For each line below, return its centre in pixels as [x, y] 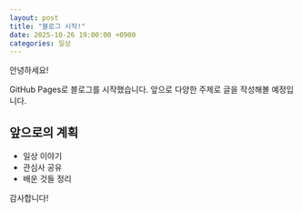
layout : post [34, 18]
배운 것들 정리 [47, 179]
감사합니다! [29, 198]
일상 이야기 [42, 156]
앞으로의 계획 [44, 132]
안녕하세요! [29, 70]
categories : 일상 [40, 43]
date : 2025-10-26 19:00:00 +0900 [73, 35]
